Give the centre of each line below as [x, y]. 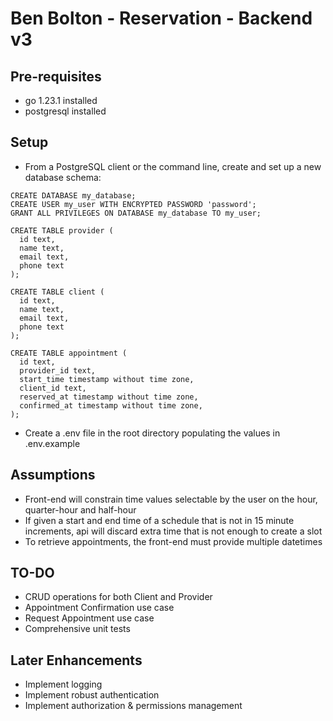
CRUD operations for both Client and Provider [118, 597]
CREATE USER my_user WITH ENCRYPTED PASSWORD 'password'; [133, 204]
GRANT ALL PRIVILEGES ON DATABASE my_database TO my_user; [136, 213]
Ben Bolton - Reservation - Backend [161, 18]
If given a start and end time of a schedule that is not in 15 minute [159, 520]
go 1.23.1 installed [61, 100]
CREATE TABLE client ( [57, 292]
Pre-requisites [56, 76]
